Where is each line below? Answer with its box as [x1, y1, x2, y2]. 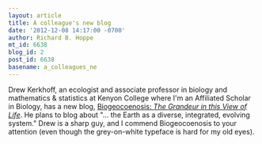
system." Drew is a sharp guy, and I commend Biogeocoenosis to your [8, 118, 237, 127]
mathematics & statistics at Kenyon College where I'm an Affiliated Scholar [8, 93, 252, 103]
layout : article [8, 11, 62, 20]
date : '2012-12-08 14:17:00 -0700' [8, 26, 126, 34]
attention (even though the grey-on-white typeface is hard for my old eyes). [8, 127, 255, 136]
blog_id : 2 [8, 48, 44, 56]
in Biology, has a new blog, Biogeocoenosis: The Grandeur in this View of [8, 101, 248, 111]
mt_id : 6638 [8, 41, 47, 49]
